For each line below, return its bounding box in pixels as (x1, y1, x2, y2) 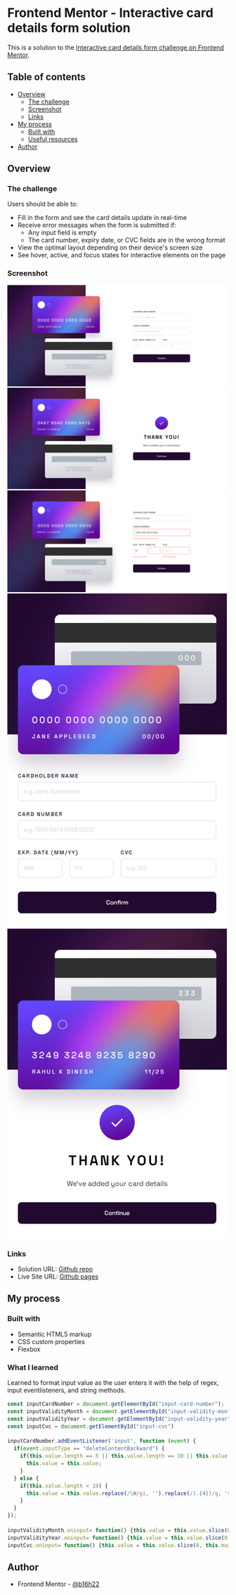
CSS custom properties (17, 1337, 86, 1345)
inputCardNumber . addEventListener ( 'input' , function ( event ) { (7, 1438, 197, 1445)
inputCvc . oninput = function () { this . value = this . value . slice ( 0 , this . (7, 1541, 222, 1548)
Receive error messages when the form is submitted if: (17, 221, 177, 230)
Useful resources (27, 135, 79, 143)
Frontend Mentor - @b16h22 (17, 1580, 100, 1589)
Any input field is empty (27, 228, 97, 237)
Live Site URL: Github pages (17, 1272, 99, 1281)
